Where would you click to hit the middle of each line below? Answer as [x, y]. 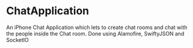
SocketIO [17, 40]
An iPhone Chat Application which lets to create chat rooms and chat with [97, 27]
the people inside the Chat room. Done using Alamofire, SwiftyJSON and [95, 33]
